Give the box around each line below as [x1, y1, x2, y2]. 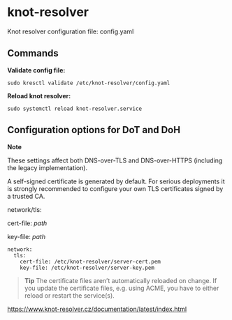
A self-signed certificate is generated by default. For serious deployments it [7, 177, 225, 185]
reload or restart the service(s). [24, 291, 115, 300]
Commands [7, 47, 59, 59]
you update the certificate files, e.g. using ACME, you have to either [24, 284, 219, 292]
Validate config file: [7, 66, 66, 74]
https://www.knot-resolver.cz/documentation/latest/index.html [7, 305, 187, 313]
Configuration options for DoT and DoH [7, 124, 180, 136]
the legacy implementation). [7, 163, 88, 172]
